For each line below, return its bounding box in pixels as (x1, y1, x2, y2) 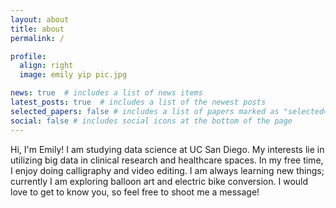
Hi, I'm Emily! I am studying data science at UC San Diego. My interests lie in (10, 143, 325, 155)
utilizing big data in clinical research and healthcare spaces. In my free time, (10, 154, 324, 166)
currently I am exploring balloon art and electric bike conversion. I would (10, 175, 309, 187)
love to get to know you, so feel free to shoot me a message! (10, 186, 260, 198)
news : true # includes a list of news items (10, 88, 203, 98)
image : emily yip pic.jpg (19, 70, 128, 80)
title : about (10, 24, 65, 34)
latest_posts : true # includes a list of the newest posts (10, 97, 267, 107)
